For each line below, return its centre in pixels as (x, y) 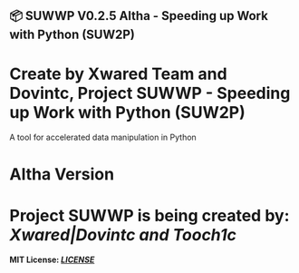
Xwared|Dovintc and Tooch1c (123, 234)
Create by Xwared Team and (119, 74)
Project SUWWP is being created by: (149, 215)
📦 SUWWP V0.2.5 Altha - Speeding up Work (139, 16)
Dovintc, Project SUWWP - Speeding (150, 93)
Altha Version (62, 174)
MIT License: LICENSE (52, 260)
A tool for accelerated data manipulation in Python (103, 137)
